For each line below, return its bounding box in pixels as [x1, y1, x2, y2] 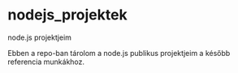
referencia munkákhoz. [7, 57, 85, 67]
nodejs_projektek [7, 6, 128, 24]
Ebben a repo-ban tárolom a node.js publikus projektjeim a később [7, 48, 231, 58]
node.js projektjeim [7, 32, 72, 42]
